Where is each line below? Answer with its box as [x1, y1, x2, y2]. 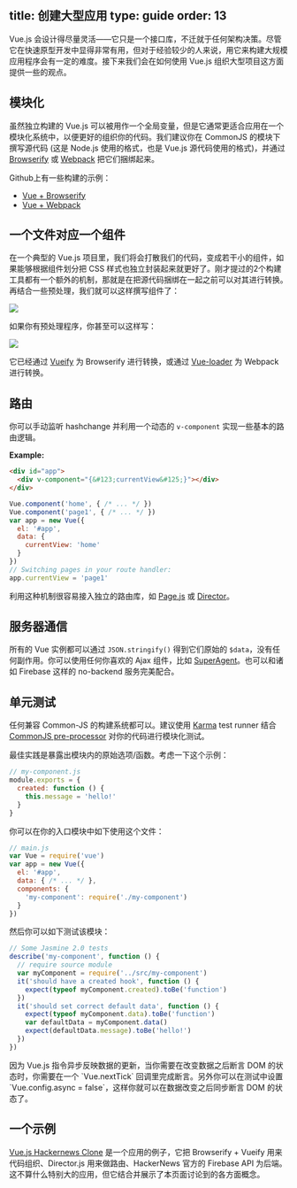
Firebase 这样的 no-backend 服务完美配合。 [19, 667, 179, 677]
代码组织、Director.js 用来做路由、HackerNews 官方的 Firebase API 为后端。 [9, 1158, 287, 1169]
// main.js [9, 844, 49, 852]
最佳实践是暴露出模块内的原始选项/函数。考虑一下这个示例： [9, 750, 230, 760]
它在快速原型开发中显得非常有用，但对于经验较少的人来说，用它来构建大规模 [9, 44, 288, 55]
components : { [17, 884, 69, 893]
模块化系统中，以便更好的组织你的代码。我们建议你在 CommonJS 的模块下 [9, 131, 281, 142]
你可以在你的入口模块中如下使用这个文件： [9, 826, 164, 837]
